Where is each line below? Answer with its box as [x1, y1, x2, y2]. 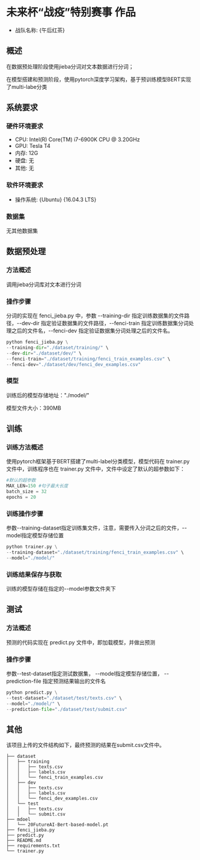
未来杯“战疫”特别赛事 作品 [6, 5, 136, 19]
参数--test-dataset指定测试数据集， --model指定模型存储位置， [6, 670, 163, 677]
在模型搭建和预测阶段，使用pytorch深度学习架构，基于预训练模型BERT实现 [6, 76, 192, 83]
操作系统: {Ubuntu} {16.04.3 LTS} [14, 196, 97, 203]
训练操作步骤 [6, 509, 44, 517]
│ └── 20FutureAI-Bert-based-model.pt [6, 822, 109, 828]
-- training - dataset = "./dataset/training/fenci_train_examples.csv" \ [6, 549, 184, 556]
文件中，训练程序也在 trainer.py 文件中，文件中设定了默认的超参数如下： [6, 465, 186, 472]
